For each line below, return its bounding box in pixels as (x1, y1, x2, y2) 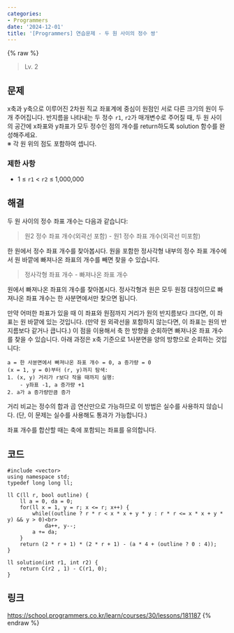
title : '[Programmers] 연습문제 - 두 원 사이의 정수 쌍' (7, 29, 159, 37)
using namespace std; (7, 473, 71, 480)
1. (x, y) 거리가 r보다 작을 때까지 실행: (7, 374, 115, 382)
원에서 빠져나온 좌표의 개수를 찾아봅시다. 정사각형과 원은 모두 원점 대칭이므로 (7, 285, 217, 294)
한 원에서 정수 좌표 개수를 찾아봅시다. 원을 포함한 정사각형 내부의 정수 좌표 (7, 246, 208, 256)
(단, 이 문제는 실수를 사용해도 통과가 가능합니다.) (16, 411, 148, 419)
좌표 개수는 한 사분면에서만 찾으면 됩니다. (25, 294, 138, 302)
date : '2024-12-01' (7, 23, 64, 30)
